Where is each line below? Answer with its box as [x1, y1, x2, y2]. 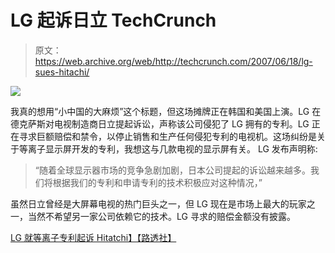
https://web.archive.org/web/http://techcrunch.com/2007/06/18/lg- [34, 55, 313, 67]
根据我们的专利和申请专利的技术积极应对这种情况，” [52, 176, 263, 188]
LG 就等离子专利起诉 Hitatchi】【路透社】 [10, 231, 177, 243]
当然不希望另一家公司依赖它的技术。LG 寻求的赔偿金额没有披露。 [27, 210, 296, 222]
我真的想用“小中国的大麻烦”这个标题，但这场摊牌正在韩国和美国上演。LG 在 [10, 105, 322, 117]
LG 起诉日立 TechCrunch [10, 9, 217, 32]
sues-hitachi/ [34, 66, 90, 78]
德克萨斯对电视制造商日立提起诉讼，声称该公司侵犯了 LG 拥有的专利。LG [10, 117, 310, 130]
